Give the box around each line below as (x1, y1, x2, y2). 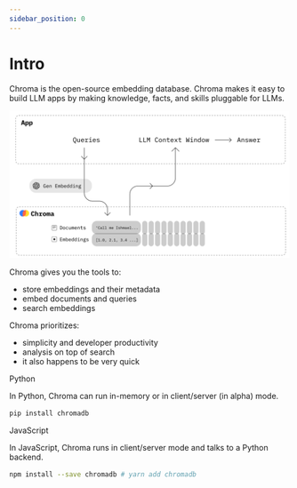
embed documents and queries (21, 293, 138, 304)
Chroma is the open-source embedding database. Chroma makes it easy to (9, 83, 285, 93)
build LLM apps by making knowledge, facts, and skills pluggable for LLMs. (9, 92, 285, 103)
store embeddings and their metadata (21, 284, 161, 295)
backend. (9, 452, 44, 462)
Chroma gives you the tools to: (9, 267, 122, 277)
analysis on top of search (21, 347, 116, 357)
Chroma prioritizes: (9, 320, 80, 331)
